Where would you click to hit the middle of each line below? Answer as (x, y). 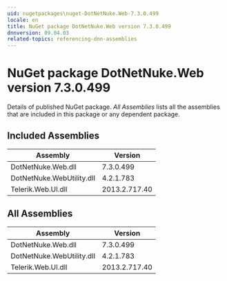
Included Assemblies (53, 136)
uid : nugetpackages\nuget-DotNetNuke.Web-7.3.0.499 (83, 13)
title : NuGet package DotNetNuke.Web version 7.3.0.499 (89, 26)
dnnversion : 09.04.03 (38, 33)
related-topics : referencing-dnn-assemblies (72, 39)
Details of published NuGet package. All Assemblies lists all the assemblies (114, 107)
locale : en (23, 20)
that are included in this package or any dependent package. (94, 114)
